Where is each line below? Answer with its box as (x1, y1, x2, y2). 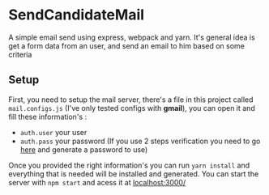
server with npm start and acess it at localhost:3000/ (8, 177, 186, 187)
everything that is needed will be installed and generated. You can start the (8, 168, 259, 179)
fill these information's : (8, 112, 88, 121)
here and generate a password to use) (19, 144, 148, 155)
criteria (8, 49, 32, 59)
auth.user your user (19, 127, 88, 137)
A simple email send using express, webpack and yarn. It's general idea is (8, 32, 255, 42)
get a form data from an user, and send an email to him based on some (8, 40, 246, 50)
